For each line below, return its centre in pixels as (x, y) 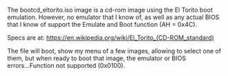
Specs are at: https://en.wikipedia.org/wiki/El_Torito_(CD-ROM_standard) (111, 38)
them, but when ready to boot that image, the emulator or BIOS (97, 58)
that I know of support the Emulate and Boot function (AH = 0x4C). (102, 24)
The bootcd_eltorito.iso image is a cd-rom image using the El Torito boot (110, 10)
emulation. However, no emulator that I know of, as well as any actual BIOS (113, 17)
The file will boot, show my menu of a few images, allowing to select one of (114, 51)
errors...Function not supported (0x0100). (66, 65)
